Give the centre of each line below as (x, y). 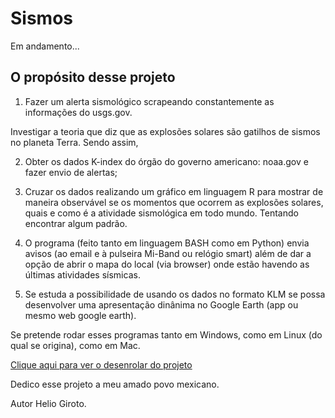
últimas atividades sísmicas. (82, 274)
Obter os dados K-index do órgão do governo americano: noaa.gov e (166, 161)
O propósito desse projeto (93, 77)
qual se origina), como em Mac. (75, 345)
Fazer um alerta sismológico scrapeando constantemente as (149, 101)
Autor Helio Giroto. (48, 403)
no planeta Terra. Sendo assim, (74, 142)
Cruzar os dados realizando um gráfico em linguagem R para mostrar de (174, 191)
